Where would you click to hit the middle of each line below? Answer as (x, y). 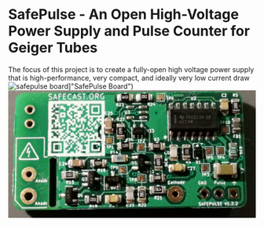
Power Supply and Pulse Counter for (129, 31)
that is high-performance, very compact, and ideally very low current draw (129, 78)
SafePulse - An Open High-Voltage (124, 15)
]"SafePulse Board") (101, 86)
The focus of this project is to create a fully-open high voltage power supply (131, 69)
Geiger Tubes (53, 48)
